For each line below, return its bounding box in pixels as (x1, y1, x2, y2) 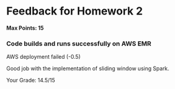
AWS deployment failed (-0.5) (6, 53, 81, 61)
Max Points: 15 (6, 24, 44, 31)
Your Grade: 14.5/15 (6, 77, 56, 84)
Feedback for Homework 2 (6, 4, 143, 18)
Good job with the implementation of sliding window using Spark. (6, 65, 170, 72)
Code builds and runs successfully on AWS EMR (6, 39, 152, 48)
